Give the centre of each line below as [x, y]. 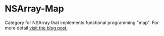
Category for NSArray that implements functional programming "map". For [82, 22]
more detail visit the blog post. [36, 27]
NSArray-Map [34, 9]
